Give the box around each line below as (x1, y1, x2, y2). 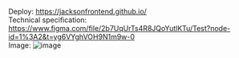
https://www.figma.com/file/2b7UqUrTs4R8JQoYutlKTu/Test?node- (8, 24, 231, 33)
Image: (8, 41, 31, 50)
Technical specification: (8, 15, 87, 25)
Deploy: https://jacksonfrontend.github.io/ (8, 7, 147, 16)
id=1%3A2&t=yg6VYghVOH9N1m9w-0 (8, 32, 135, 41)
